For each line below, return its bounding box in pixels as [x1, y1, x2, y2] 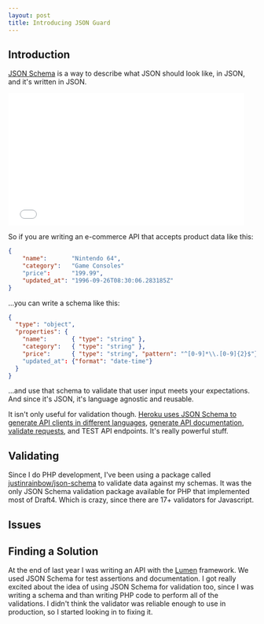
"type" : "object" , [15, 320, 76, 329]
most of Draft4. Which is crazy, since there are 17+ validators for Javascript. [8, 495, 254, 504]
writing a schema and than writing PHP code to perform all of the [8, 591, 218, 600]
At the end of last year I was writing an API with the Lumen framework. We [8, 566, 249, 575]
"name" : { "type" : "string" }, [22, 335, 146, 343]
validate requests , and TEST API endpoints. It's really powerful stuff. [8, 426, 229, 436]
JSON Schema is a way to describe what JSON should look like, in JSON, [8, 68, 245, 79]
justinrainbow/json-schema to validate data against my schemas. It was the [8, 478, 252, 488]
